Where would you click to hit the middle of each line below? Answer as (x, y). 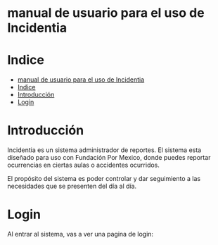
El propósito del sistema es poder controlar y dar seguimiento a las (104, 179)
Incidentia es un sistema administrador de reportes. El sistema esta (104, 150)
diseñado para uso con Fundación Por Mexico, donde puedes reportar (109, 158)
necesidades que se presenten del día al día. (72, 186)
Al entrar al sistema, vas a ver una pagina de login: (80, 234)
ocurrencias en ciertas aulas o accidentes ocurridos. (84, 165)
